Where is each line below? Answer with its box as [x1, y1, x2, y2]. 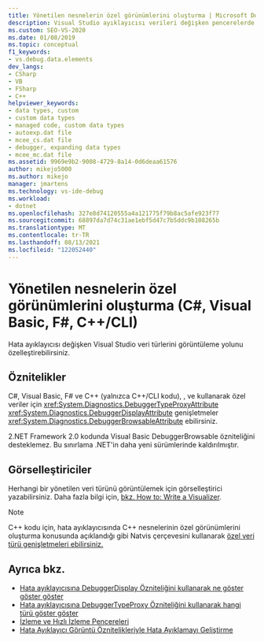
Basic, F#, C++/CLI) [8, 313, 138, 331]
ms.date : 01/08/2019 [8, 33, 76, 42]
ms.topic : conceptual [8, 41, 79, 49]
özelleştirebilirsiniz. [8, 347, 71, 357]
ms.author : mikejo [8, 173, 68, 181]
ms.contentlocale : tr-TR [8, 232, 90, 239]
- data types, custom [8, 107, 79, 115]
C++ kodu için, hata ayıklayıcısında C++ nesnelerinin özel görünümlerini [8, 523, 241, 533]
